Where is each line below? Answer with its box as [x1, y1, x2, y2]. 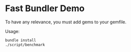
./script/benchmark [5, 42, 45, 47]
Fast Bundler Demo [5, 3, 85, 14]
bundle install [5, 37, 36, 43]
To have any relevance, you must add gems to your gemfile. [5, 19, 127, 25]
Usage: [5, 28, 20, 34]
